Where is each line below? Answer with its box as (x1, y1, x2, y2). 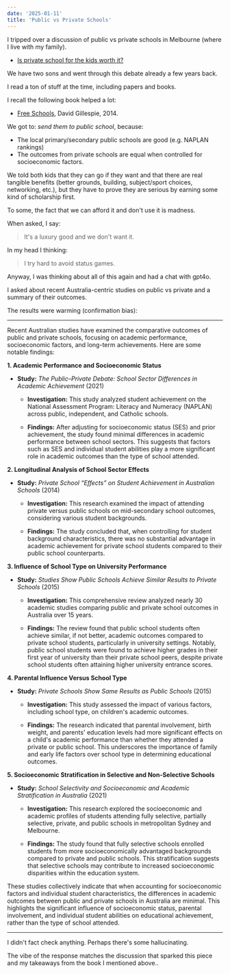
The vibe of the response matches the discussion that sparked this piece (7, 951, 213, 960)
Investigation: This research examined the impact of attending (27, 499, 205, 508)
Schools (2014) (16, 486, 60, 494)
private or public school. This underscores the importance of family (27, 742, 218, 751)
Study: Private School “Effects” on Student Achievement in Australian (16, 478, 215, 487)
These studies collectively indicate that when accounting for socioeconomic (7, 882, 222, 890)
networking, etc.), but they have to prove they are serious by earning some (7, 185, 218, 193)
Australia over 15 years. (27, 610, 94, 619)
